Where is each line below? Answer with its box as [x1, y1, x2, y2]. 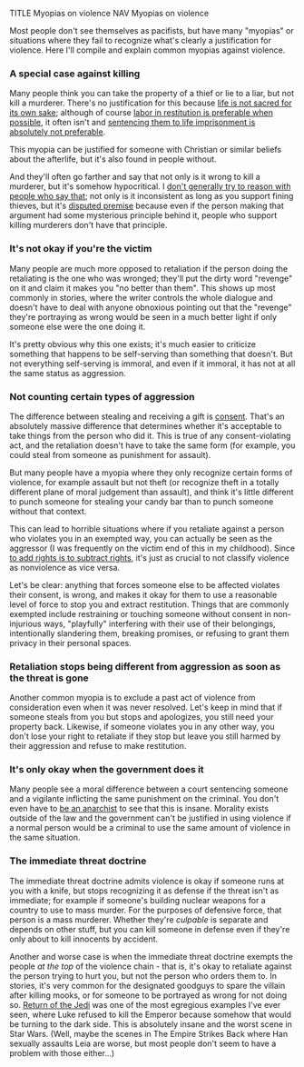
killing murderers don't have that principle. [9, 220, 168, 231]
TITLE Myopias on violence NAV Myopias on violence [9, 8, 210, 18]
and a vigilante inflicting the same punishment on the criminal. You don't [9, 793, 279, 804]
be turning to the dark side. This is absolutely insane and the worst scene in [9, 1018, 292, 1030]
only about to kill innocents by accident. [9, 933, 159, 944]
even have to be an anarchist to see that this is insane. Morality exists [9, 803, 270, 814]
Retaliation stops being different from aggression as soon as [9, 660, 281, 673]
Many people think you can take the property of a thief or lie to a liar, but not [9, 88, 295, 99]
